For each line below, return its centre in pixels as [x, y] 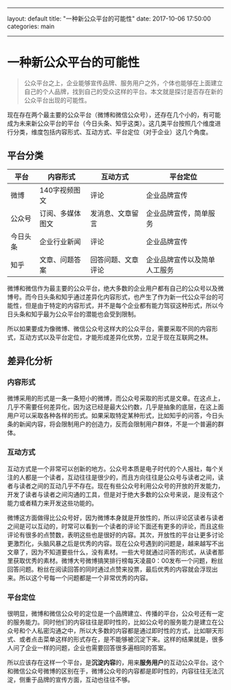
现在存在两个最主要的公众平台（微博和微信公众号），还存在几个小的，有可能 [114, 115]
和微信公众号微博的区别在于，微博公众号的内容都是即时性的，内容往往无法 [112, 671]
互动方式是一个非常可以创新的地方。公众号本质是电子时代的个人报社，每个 [112, 469]
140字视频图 [60, 190]
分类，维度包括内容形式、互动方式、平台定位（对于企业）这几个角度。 [112, 132]
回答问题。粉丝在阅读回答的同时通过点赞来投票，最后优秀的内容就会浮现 [109, 569]
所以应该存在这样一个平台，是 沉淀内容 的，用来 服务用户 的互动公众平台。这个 [115, 663]
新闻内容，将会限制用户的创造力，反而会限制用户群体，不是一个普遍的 [118, 424]
